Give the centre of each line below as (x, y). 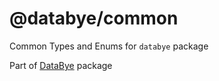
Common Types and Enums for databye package (109, 46)
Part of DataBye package (61, 65)
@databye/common (94, 18)
